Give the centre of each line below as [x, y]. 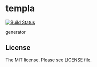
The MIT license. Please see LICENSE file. [48, 60]
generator [16, 32]
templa [20, 9]
